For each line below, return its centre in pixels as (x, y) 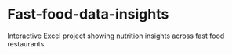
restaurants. (27, 43)
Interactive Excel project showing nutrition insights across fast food (116, 36)
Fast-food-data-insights (88, 14)
